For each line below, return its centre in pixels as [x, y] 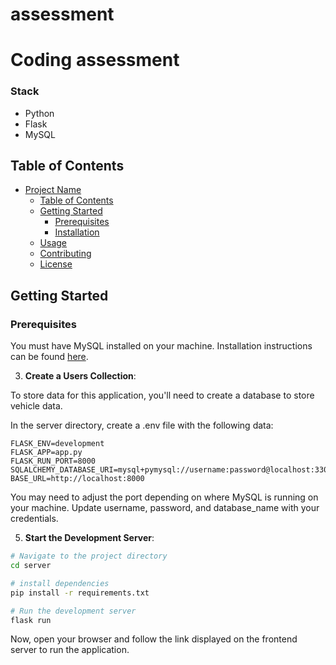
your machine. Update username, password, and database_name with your [165, 508]
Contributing [65, 254]
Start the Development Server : [89, 538]
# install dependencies [60, 583]
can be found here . [49, 357]
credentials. [34, 519]
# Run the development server [73, 611]
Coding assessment [95, 60]
